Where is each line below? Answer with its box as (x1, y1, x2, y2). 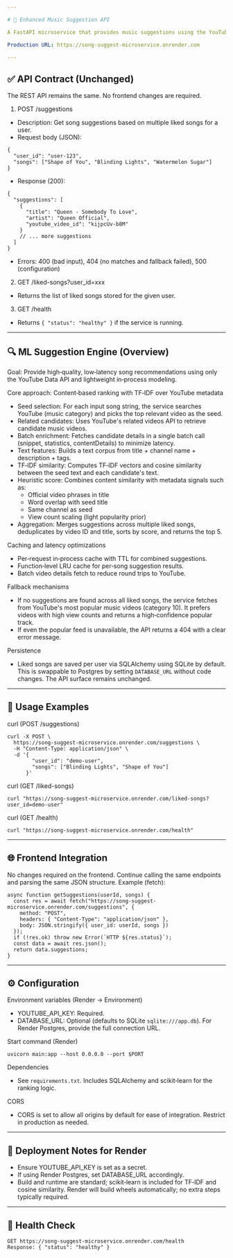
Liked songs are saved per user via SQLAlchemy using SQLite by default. (17, 660, 226, 668)
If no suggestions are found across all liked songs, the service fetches (17, 596, 218, 604)
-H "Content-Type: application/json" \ (13, 745, 129, 752)
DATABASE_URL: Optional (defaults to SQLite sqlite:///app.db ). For (17, 1016, 212, 1025)
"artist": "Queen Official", (25, 215, 110, 222)
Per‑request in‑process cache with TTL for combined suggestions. (17, 555, 208, 562)
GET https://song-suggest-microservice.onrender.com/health (7, 1238, 185, 1245)
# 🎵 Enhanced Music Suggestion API (7, 16, 110, 23)
